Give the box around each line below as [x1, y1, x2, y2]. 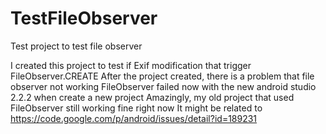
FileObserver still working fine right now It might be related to [10, 102, 263, 114]
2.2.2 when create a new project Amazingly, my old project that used [10, 91, 295, 103]
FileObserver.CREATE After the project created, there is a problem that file [10, 70, 315, 82]
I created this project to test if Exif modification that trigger [10, 59, 252, 71]
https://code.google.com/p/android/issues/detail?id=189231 [10, 112, 258, 124]
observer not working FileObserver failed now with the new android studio [10, 80, 317, 92]
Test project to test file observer [10, 40, 143, 52]
